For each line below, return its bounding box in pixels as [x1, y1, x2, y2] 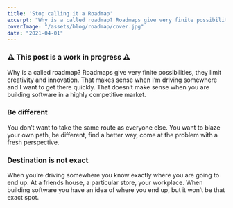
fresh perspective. [7, 138, 60, 146]
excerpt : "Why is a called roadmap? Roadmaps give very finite [7, 17, 194, 24]
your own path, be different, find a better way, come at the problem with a [7, 130, 218, 139]
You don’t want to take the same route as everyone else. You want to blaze [7, 123, 221, 132]
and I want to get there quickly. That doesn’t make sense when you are [7, 83, 210, 91]
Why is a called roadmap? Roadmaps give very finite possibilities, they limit [7, 68, 222, 76]
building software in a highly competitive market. [7, 90, 147, 98]
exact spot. [7, 193, 40, 202]
